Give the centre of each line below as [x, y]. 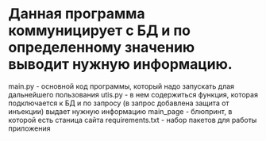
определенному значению [102, 48]
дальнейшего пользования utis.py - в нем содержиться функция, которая [133, 94]
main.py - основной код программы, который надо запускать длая [121, 86]
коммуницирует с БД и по [99, 30]
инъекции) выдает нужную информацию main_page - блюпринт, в [120, 111]
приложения [29, 128]
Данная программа [77, 14]
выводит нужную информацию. [120, 65]
